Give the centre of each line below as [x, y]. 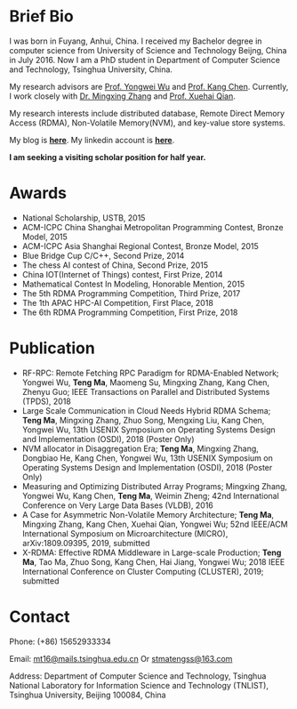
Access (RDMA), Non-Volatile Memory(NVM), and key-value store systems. [148, 123]
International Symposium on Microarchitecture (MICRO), [125, 533]
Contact [40, 616]
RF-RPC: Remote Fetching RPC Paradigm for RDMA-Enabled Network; [150, 373]
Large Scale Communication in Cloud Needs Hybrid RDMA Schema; [146, 410]
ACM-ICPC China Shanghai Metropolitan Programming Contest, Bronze [153, 227]
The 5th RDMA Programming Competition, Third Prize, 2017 [131, 293]
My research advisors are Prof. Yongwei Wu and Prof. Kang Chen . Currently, [149, 86]
